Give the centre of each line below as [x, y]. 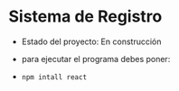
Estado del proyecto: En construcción [91, 41]
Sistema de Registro [85, 17]
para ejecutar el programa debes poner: [96, 59]
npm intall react [54, 77]
